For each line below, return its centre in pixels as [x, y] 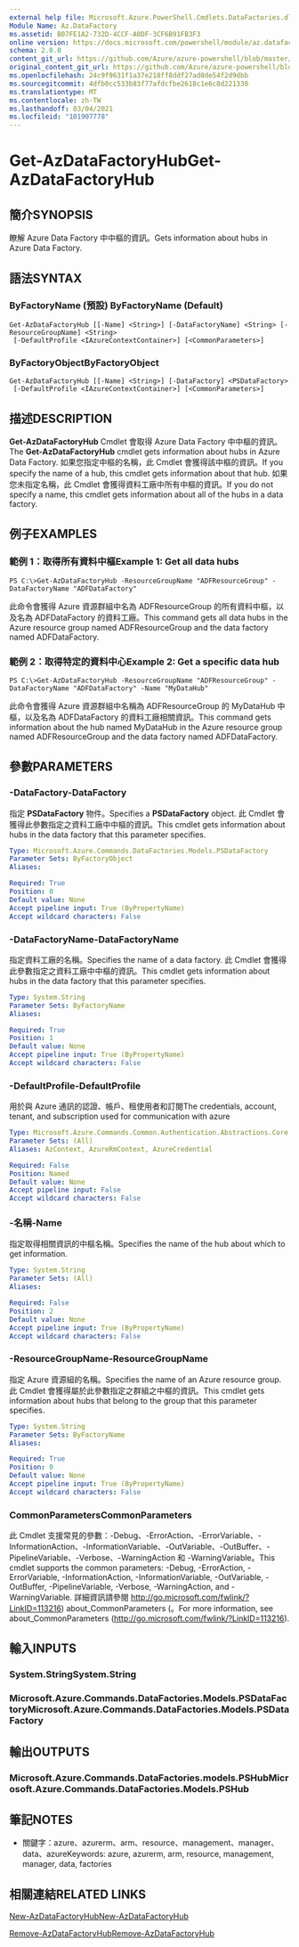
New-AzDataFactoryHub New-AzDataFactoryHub [99, 1917]
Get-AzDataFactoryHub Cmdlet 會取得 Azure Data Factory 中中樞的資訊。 [146, 441]
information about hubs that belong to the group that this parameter [133, 1400]
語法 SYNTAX [46, 278]
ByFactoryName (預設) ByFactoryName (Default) [117, 305]
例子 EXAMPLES [53, 534]
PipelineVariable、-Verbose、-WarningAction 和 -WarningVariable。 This [142, 1558]
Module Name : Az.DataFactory [63, 26]
